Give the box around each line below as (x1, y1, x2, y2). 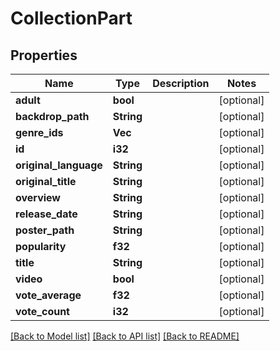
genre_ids (15, 126, 64, 139)
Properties (10, 47, 78, 64)
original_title (15, 175, 77, 188)
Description (152, 77, 210, 90)
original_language (15, 158, 103, 172)
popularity (15, 240, 67, 253)
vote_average (15, 288, 82, 302)
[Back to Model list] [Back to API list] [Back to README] (10, 330, 240, 342)
